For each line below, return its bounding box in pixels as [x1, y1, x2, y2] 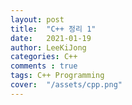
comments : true [10, 61, 78, 71]
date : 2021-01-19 [10, 33, 92, 43]
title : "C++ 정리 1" [10, 24, 97, 34]
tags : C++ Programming [10, 71, 105, 81]
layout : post [10, 14, 65, 25]
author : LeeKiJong [10, 42, 87, 53]
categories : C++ [10, 52, 78, 62]
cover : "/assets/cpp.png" [10, 80, 123, 90]
